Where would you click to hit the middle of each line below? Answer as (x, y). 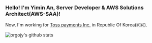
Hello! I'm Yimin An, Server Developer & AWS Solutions (74, 8)
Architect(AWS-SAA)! (33, 14)
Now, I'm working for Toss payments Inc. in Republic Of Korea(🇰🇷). (76, 25)
